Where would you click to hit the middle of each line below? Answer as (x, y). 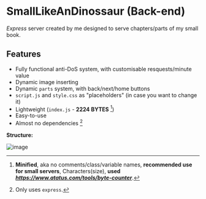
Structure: (20, 135)
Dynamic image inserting (47, 82)
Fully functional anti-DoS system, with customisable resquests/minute (103, 69)
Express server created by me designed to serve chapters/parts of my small (102, 28)
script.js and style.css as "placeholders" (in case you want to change (106, 95)
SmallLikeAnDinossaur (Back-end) (96, 11)
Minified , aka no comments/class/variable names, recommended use (104, 165)
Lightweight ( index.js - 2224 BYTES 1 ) (65, 109)
